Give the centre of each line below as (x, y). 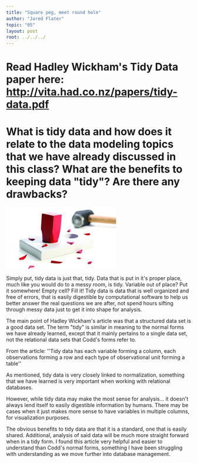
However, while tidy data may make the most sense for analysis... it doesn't (97, 399)
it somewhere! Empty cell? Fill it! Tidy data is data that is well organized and (98, 291)
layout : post (22, 31)
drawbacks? (37, 194)
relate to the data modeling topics (90, 144)
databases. (20, 388)
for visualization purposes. (38, 418)
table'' (14, 364)
